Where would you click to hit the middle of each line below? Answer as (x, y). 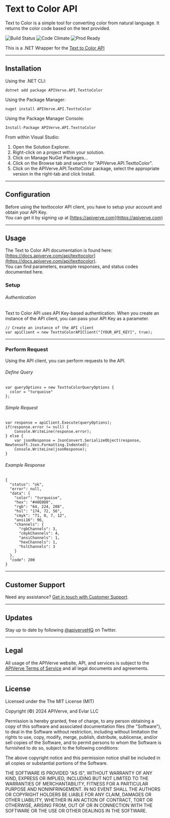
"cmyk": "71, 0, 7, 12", (40, 516)
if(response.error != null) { (37, 427)
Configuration (28, 195)
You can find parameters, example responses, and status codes (72, 266)
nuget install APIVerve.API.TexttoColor (49, 109)
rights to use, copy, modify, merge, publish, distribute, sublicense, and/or (81, 737)
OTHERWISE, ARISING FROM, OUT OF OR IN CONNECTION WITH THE (79, 805)
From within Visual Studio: (32, 137)
